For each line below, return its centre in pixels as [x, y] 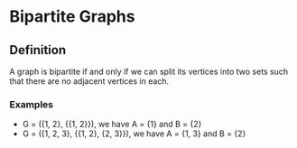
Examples [32, 104]
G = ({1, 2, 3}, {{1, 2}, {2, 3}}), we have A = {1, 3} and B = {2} [134, 134]
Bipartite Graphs [72, 17]
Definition [37, 50]
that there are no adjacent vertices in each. [89, 81]
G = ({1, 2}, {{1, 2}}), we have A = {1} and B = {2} [112, 125]
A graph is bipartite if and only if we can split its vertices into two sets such [149, 71]
